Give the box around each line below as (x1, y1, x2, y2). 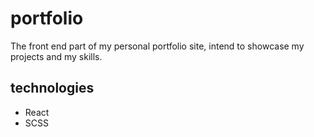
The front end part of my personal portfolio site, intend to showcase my (10, 40, 305, 52)
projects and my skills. (10, 50, 103, 62)
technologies (10, 80, 95, 97)
